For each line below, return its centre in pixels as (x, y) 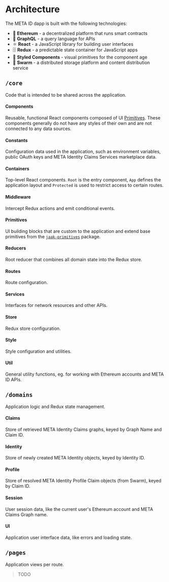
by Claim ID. (18, 486)
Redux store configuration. (33, 328)
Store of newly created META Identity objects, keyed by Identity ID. (75, 458)
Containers (17, 168)
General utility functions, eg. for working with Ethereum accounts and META (84, 374)
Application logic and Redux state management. (55, 406)
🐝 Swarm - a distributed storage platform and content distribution (81, 63)
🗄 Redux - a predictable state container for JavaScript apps (75, 50)
